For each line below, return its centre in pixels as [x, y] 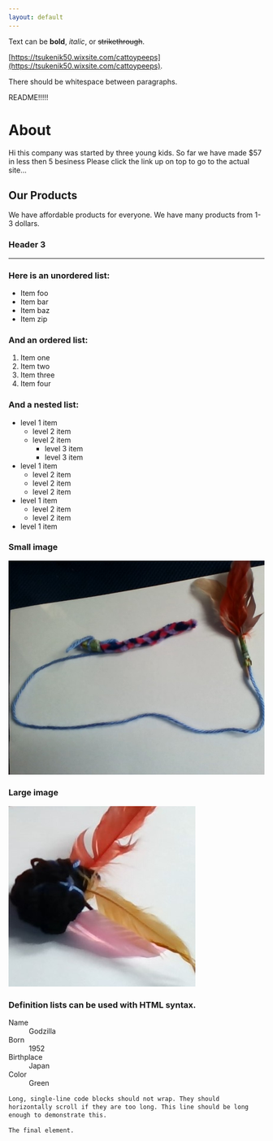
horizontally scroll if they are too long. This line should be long [129, 1107]
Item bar [34, 302]
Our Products [43, 195]
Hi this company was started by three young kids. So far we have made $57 [135, 152]
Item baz [35, 310]
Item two [35, 367]
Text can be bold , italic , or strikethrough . [76, 41]
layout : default [36, 17]
